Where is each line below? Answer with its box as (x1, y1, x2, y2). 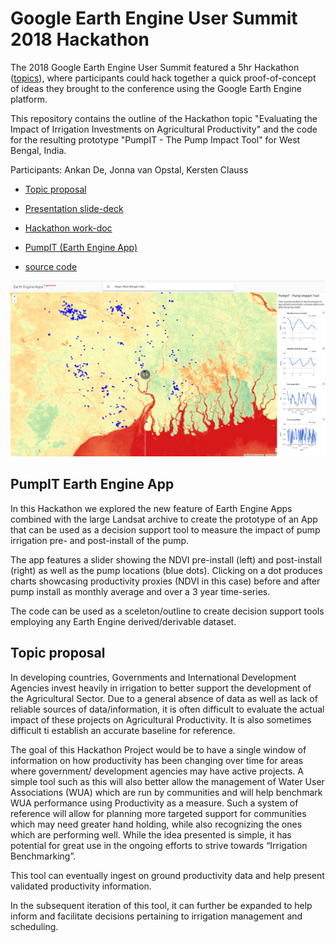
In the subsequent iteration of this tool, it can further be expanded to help (10, 899, 313, 911)
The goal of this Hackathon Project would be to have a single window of (10, 743, 307, 756)
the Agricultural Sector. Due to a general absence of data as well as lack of (10, 692, 318, 704)
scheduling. (10, 920, 59, 932)
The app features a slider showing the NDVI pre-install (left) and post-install (10, 553, 323, 566)
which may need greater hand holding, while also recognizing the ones (10, 818, 303, 830)
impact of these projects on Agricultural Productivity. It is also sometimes (10, 713, 312, 726)
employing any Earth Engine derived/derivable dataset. (10, 615, 237, 627)
